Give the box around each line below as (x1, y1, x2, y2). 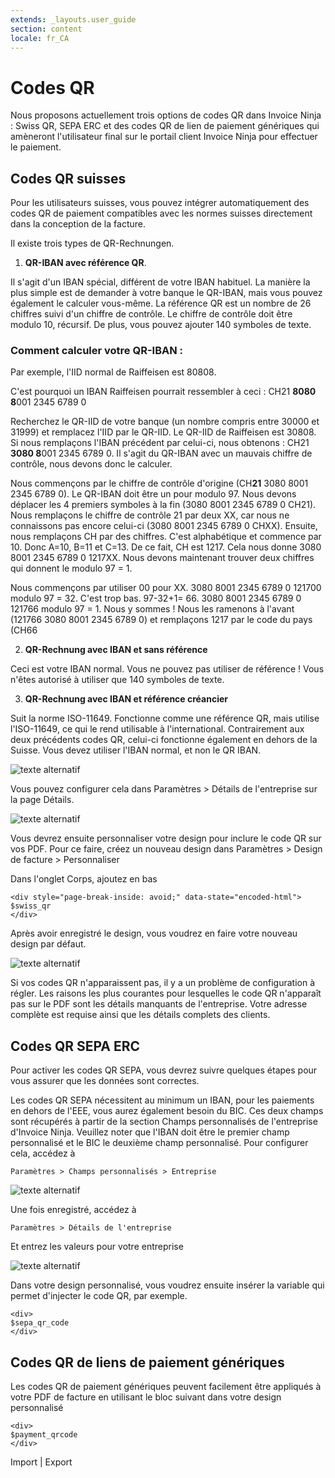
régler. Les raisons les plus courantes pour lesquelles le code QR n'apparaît (10, 987, 322, 1000)
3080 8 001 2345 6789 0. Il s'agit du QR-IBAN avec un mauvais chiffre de (10, 447, 313, 460)
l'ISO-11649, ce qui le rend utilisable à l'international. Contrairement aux (10, 723, 305, 735)
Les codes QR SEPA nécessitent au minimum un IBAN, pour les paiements (10, 1094, 315, 1106)
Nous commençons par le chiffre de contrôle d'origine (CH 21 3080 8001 (10, 477, 309, 490)
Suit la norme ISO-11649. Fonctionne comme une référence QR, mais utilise (10, 712, 320, 725)
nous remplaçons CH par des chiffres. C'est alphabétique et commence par (10, 531, 322, 543)
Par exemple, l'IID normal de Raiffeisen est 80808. (10, 366, 217, 378)
